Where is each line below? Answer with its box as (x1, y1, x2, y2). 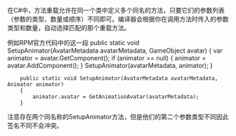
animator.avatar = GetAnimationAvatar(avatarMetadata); (32, 93, 199, 100)
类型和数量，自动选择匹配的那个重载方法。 (7, 24, 131, 32)
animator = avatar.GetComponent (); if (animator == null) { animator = (7, 54, 206, 62)
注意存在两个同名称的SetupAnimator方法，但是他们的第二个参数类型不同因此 (7, 113, 229, 121)
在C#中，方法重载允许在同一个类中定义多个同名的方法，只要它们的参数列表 (7, 6, 225, 14)
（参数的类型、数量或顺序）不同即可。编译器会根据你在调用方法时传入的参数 (7, 15, 229, 23)
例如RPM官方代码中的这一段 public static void (7, 39, 140, 47)
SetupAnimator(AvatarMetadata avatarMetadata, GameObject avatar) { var (7, 46, 223, 55)
